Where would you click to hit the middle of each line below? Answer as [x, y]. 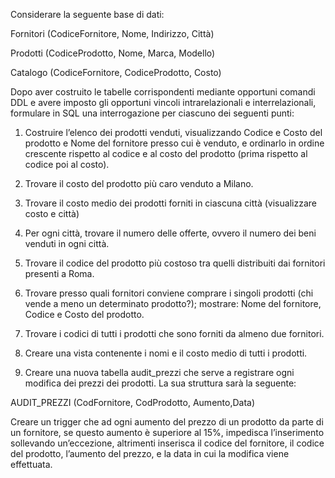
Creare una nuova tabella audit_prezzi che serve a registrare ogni [159, 372]
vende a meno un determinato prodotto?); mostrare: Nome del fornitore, [173, 303]
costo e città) [52, 213]
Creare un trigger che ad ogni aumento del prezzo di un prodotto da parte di [167, 422]
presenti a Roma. [59, 273]
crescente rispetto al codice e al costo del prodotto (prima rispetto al [166, 153]
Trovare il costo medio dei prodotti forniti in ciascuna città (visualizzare [170, 203]
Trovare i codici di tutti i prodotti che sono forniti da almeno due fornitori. [174, 333]
